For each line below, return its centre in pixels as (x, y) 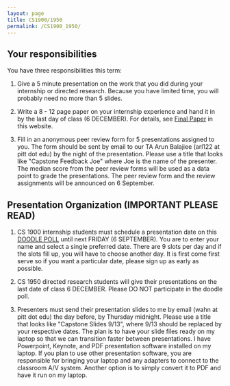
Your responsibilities (52, 54)
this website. (35, 126)
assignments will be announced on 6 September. (86, 183)
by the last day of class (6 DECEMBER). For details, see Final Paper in (115, 119)
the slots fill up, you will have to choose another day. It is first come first (118, 254)
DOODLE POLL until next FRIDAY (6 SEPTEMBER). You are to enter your (118, 239)
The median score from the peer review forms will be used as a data (113, 169)
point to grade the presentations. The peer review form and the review (116, 176)
